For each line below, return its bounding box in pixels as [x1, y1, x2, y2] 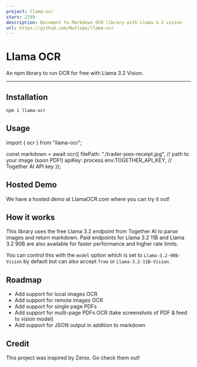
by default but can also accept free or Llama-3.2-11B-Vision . [23, 258, 171, 265]
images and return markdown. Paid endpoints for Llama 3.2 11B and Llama [6, 234, 185, 241]
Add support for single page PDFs [14, 303, 97, 310]
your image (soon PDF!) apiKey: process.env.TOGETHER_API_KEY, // [6, 157, 172, 164]
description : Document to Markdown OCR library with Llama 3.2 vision [6, 19, 182, 25]
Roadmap [6, 275, 42, 285]
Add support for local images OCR [14, 291, 98, 298]
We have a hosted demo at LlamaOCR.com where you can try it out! [6, 195, 170, 202]
